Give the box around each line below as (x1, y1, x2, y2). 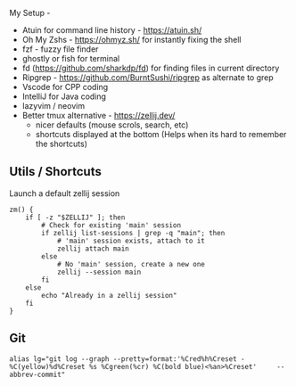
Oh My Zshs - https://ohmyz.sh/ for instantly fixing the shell (21, 35, 242, 45)
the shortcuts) (35, 138, 87, 149)
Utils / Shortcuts (9, 164, 103, 179)
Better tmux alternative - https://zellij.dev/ (21, 111, 176, 120)
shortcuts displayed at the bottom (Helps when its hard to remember (35, 129, 287, 139)
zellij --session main (56, 267, 142, 276)
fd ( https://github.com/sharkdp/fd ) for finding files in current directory (21, 62, 280, 73)
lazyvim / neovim (21, 101, 86, 111)
